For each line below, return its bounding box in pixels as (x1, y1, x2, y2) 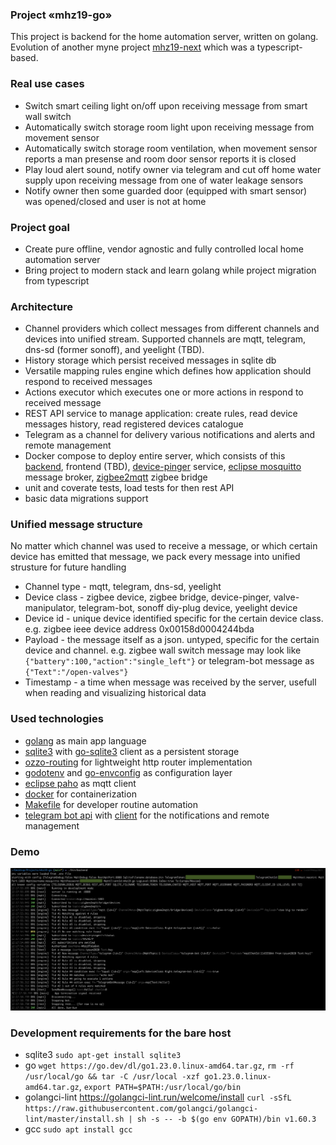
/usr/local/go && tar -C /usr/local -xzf (24, 1072, 200, 1082)
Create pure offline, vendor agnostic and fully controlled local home (24, 243, 304, 255)
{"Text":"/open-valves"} (24, 668, 129, 678)
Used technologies (10, 712, 104, 726)
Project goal (10, 220, 71, 234)
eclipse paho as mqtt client (24, 777, 137, 789)
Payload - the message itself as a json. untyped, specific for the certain (24, 634, 320, 646)
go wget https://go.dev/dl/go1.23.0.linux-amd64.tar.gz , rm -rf (24, 1059, 295, 1072)
